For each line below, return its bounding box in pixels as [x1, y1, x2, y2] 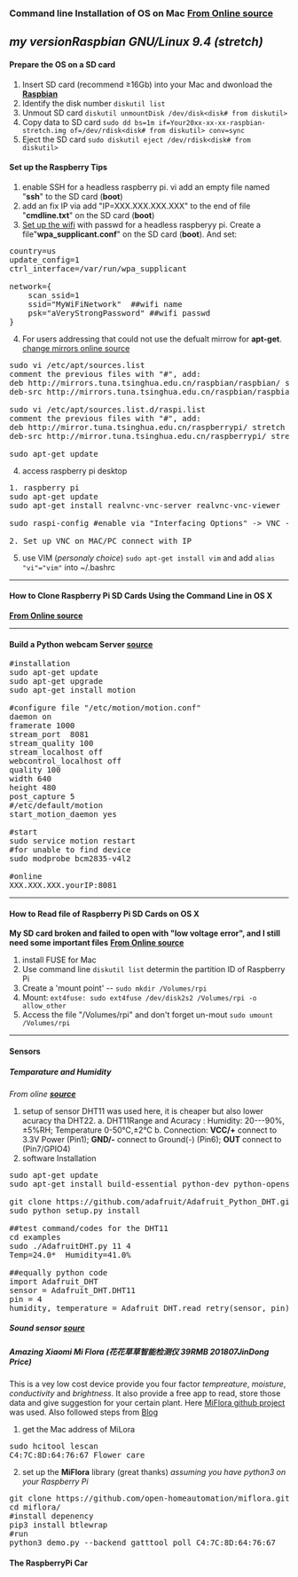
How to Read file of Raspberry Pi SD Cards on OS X [9, 908, 200, 919]
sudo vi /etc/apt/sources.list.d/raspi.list [9, 404, 207, 414]
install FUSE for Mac [21, 954, 97, 965]
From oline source [9, 1088, 76, 1099]
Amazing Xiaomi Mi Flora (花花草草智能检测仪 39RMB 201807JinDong [9, 1346, 270, 1357]
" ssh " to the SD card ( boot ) [21, 191, 123, 201]
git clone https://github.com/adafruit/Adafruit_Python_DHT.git [9, 1196, 295, 1206]
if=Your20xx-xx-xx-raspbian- [158, 118, 266, 127]
